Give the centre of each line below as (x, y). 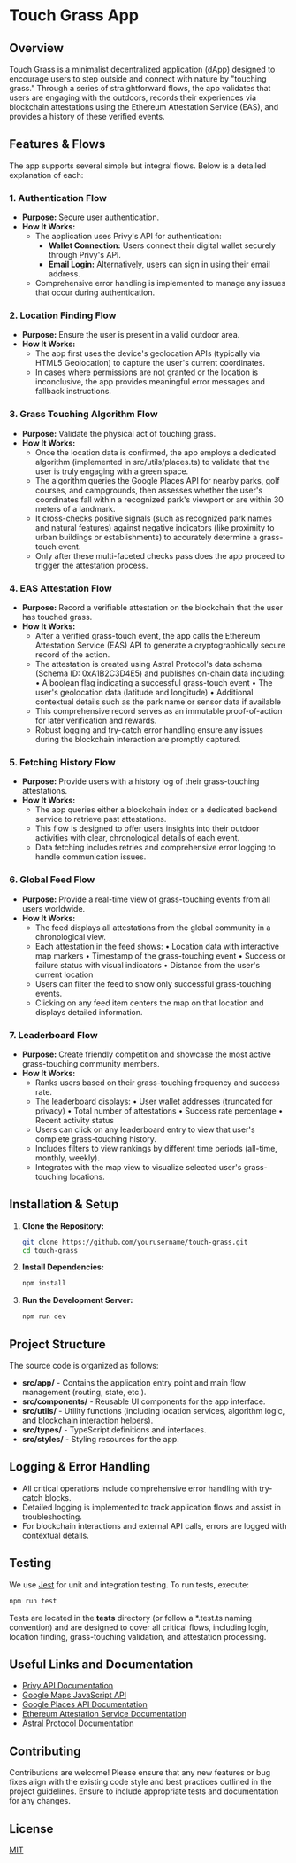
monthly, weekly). (67, 1158)
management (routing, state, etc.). (84, 1393)
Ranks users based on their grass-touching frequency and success (157, 1083)
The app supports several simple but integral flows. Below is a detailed (138, 166)
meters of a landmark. (75, 508)
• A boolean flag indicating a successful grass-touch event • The (154, 683)
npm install (44, 1284)
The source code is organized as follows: (84, 1366)
